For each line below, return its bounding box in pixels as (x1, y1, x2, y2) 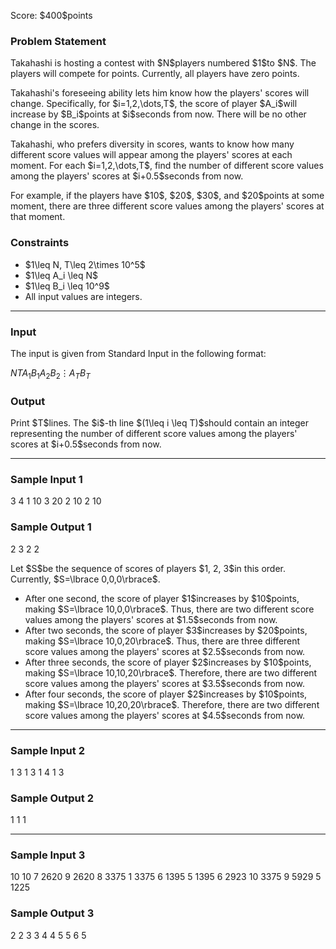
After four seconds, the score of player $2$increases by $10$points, (24, 688, 308, 700)
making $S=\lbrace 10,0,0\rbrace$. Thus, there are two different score (24, 603, 315, 615)
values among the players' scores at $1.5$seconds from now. (24, 613, 278, 625)
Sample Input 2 (10, 743, 85, 757)
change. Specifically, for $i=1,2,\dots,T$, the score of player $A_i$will (10, 98, 298, 110)
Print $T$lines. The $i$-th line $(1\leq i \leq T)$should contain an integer (10, 416, 310, 429)
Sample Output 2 (10, 791, 94, 805)
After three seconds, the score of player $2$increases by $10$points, (24, 656, 312, 668)
